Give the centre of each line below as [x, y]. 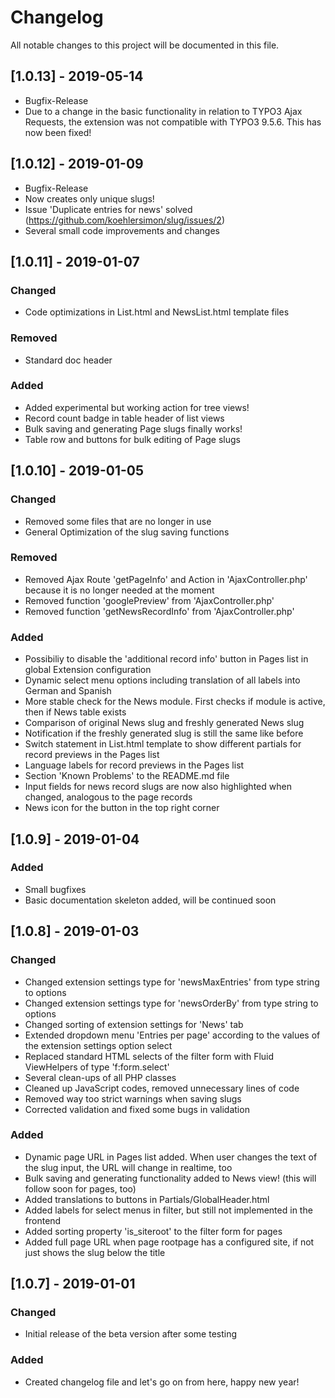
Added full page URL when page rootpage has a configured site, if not [169, 1242]
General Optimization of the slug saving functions [127, 532]
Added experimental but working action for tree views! [137, 407]
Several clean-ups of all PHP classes [100, 1077]
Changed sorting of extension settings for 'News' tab [134, 1024]
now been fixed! [58, 132]
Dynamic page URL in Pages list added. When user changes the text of [171, 1157]
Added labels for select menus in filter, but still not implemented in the [168, 1210]
